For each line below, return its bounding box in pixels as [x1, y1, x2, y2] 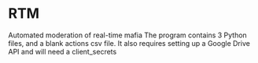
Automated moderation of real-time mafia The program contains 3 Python [8, 30, 248, 40]
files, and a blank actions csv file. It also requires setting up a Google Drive [8, 38, 250, 47]
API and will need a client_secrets [8, 47, 117, 56]
